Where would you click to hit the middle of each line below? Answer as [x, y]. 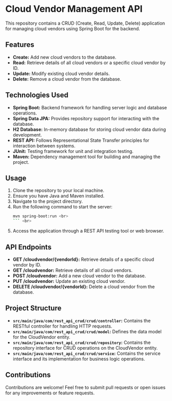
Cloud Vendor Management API [74, 9]
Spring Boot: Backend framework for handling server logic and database [90, 107]
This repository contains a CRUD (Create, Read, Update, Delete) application [85, 23]
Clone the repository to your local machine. [58, 190]
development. [27, 135]
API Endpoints [28, 247]
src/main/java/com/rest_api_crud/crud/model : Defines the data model [87, 331]
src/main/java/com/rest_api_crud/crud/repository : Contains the [82, 342]
